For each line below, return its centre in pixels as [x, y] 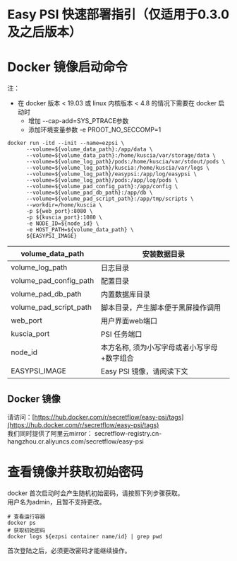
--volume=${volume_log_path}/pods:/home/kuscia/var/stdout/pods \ [126, 162]
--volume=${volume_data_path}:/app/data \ [89, 149]
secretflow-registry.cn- [128, 433]
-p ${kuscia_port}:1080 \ [64, 218]
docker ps [22, 523]
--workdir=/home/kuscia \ [64, 205]
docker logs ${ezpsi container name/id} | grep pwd [85, 536]
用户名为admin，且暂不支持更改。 [56, 502]
